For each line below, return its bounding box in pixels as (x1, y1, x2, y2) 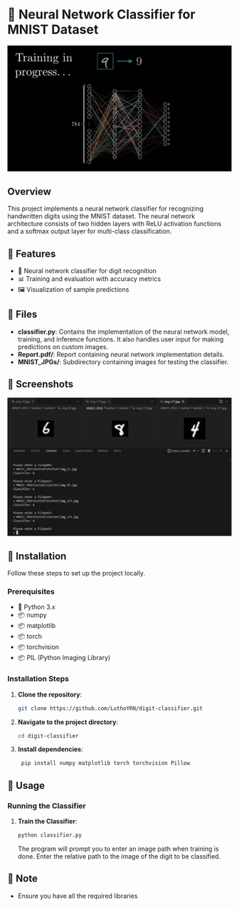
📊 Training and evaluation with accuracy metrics (17, 275, 161, 283)
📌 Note (7, 873, 38, 885)
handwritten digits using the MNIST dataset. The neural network (7, 212, 196, 221)
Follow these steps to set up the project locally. (7, 569, 146, 578)
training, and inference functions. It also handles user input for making (17, 334, 224, 344)
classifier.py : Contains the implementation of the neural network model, (17, 327, 230, 336)
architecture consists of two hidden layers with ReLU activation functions (7, 220, 222, 228)
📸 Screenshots (7, 378, 74, 391)
